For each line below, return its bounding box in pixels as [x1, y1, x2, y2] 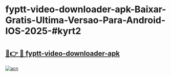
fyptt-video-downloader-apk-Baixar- [5, 4, 166, 15]
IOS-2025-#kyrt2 [5, 26, 81, 37]
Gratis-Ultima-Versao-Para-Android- [5, 14, 166, 26]
